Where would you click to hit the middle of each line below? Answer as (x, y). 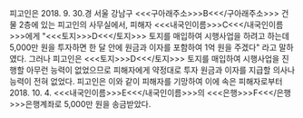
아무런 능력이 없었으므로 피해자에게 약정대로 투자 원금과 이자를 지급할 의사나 (161, 70)
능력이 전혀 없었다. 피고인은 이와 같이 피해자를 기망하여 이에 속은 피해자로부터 (146, 81)
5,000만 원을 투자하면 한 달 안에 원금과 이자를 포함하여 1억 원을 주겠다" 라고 (143, 47)
